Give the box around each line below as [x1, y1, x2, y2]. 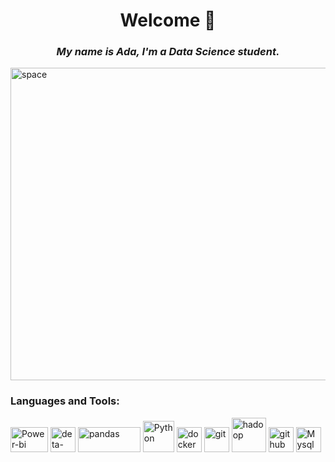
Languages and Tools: [10, 394, 120, 408]
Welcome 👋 [119, 9, 217, 32]
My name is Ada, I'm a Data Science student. [56, 45, 280, 59]
